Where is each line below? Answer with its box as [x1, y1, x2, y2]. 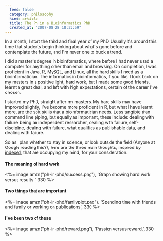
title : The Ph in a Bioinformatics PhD [9, 20, 91, 26]
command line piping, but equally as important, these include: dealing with [5, 114, 154, 120]
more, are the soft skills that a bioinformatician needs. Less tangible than [5, 109, 151, 115]
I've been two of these [5, 215, 51, 221]
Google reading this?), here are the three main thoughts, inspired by [5, 145, 141, 150]
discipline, [5, 125, 26, 130]
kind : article [9, 16, 38, 21]
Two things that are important [5, 188, 67, 194]
